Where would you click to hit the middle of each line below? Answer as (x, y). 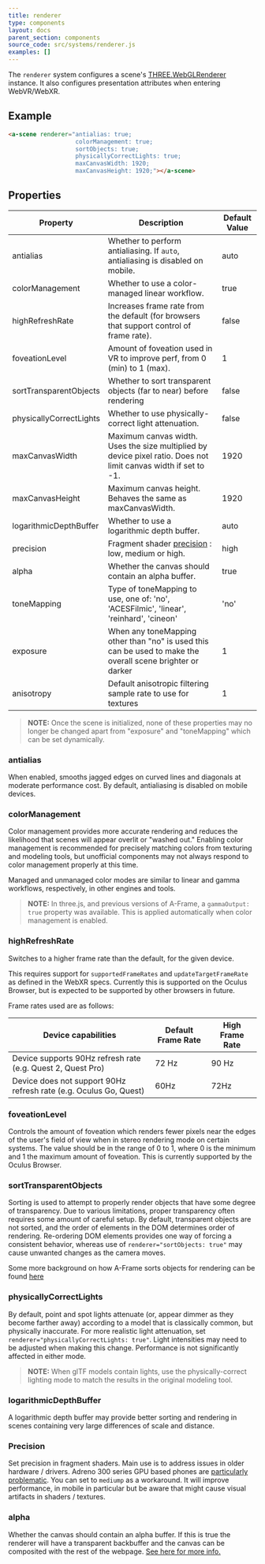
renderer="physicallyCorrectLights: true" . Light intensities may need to (127, 1339)
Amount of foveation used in (160, 348)
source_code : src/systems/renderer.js (72, 45)
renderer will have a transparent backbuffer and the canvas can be (117, 1543)
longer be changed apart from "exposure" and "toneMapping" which (139, 731)
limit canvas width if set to (156, 465)
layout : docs (30, 30)
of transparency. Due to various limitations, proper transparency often (121, 1211)
